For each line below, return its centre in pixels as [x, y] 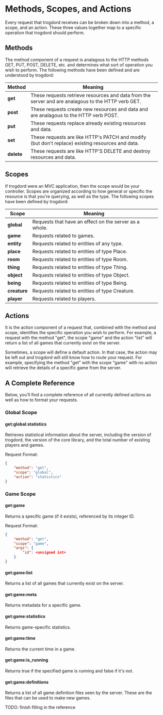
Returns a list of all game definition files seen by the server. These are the [79, 693]
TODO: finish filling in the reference [40, 707]
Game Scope [20, 494]
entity [15, 244]
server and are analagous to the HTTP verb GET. [86, 101]
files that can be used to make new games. [48, 698]
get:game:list [19, 572]
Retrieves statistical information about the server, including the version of [78, 435]
